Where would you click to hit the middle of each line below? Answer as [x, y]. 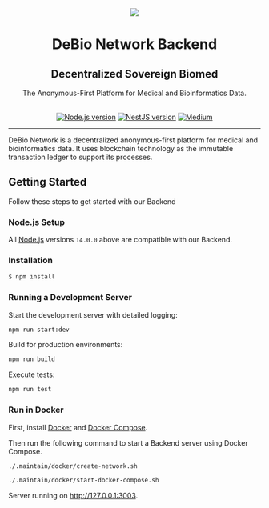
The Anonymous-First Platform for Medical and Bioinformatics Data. [134, 93]
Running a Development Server [70, 298]
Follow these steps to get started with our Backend [92, 201]
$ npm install [32, 277]
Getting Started [48, 182]
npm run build [32, 359]
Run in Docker [36, 410]
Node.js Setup [37, 222]
